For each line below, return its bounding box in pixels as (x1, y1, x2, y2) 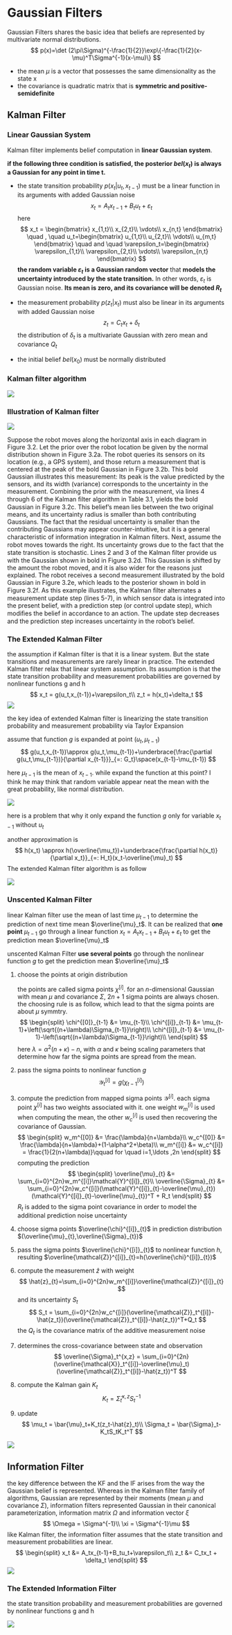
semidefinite (17, 89, 55, 97)
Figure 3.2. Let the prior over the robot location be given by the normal (7, 442, 208, 451)
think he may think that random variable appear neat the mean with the (7, 777, 210, 786)
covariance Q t (17, 340, 57, 350)
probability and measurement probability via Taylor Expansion (7, 722, 184, 730)
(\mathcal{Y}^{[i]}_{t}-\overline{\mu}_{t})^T (31, 1191, 154, 1200)
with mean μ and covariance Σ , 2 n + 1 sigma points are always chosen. (17, 993, 220, 1001)
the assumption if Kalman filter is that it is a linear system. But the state (7, 650, 210, 658)
